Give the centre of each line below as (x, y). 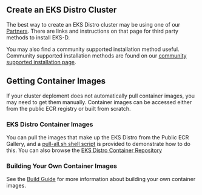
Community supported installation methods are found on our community (96, 55)
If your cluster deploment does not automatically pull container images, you (101, 96)
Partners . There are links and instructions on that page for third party (93, 31)
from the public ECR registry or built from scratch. (69, 108)
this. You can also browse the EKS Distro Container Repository (84, 150)
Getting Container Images (56, 81)
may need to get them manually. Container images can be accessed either (99, 102)
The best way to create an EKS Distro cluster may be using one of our (93, 24)
